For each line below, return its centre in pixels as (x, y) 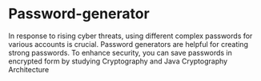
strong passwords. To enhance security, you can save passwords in (120, 52)
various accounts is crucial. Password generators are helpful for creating (128, 44)
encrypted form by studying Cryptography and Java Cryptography (118, 61)
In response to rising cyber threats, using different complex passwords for (130, 36)
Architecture (29, 69)
